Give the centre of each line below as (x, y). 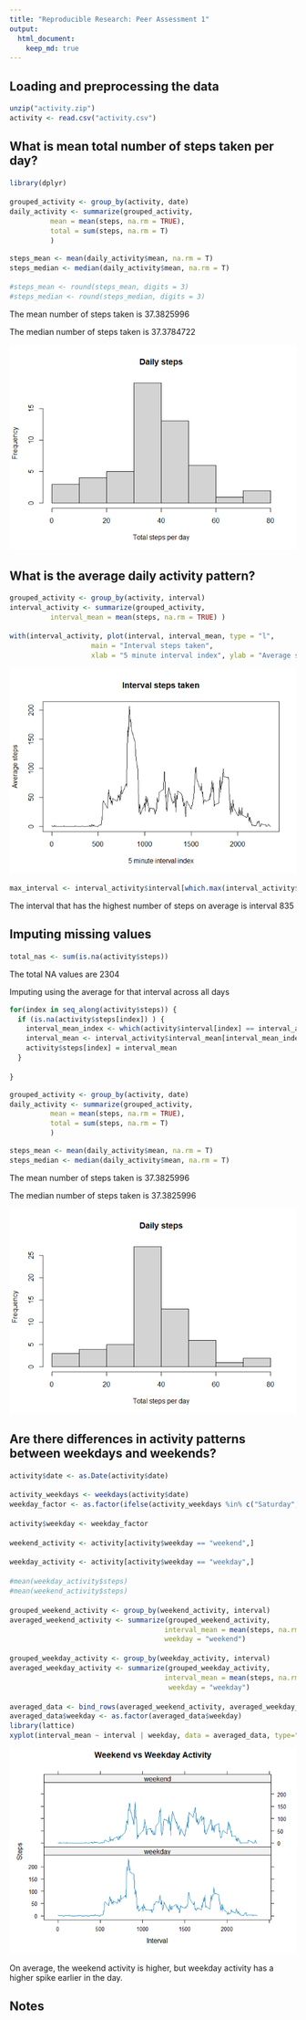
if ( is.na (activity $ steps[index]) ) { (92, 1019)
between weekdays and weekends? (113, 1454)
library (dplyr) (38, 183)
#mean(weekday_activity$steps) (69, 1582)
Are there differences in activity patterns (127, 1439)
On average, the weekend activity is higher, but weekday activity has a (142, 1968)
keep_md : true (52, 48)
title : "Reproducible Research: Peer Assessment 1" (109, 19)
